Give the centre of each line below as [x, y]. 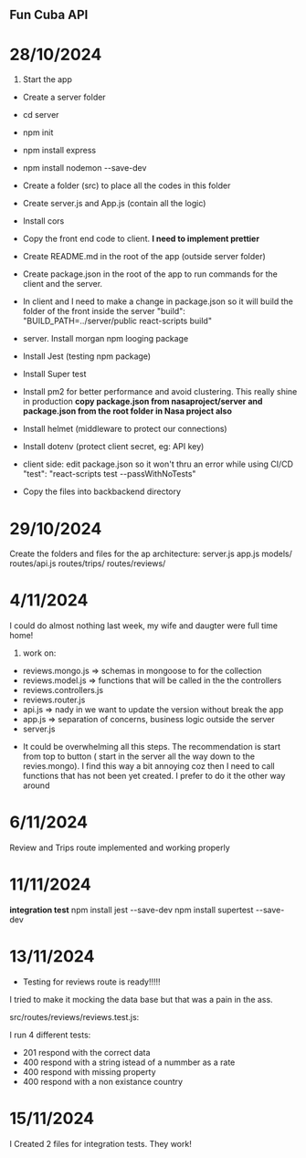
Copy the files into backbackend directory [101, 491]
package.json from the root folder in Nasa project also [127, 411]
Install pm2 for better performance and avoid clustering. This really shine [160, 392]
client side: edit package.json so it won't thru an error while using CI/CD [158, 464]
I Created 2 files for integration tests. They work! [100, 1143]
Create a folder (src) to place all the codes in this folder [127, 185]
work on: [39, 653]
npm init [38, 132]
